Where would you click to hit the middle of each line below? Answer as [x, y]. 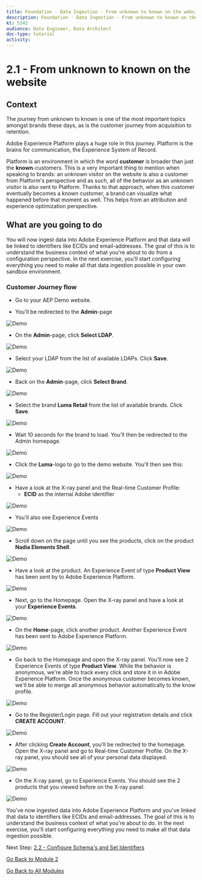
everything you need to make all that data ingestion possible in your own [96, 265]
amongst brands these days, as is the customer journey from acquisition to [99, 125]
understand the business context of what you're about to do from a [89, 252]
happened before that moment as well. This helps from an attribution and [97, 200]
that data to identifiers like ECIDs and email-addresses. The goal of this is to [100, 817]
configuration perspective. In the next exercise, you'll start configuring [93, 259]
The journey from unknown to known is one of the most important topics [96, 119]
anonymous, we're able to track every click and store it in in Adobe [97, 672]
